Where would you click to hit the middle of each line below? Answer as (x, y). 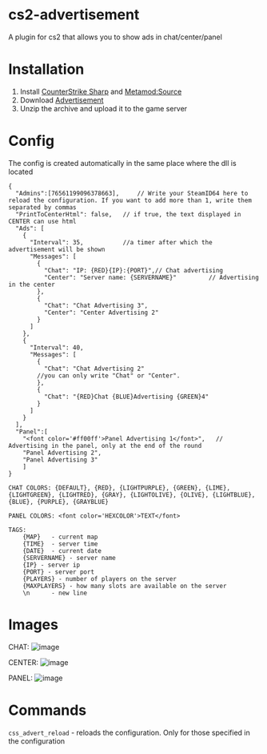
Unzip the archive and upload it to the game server (104, 108)
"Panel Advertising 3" (60, 460)
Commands (48, 710)
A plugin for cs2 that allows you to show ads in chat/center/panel (115, 37)
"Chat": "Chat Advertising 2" (94, 369)
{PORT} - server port (58, 572)
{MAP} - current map (60, 537)
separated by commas (43, 207)
